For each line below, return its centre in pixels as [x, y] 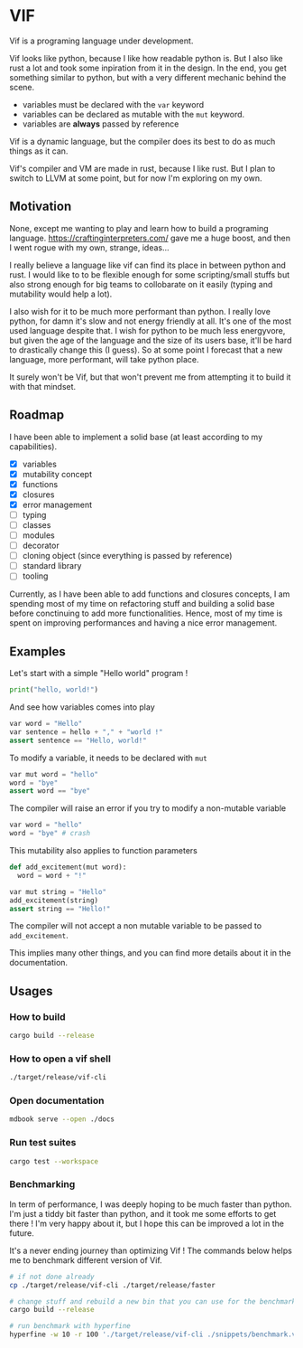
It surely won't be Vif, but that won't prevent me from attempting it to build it [150, 377]
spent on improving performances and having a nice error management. [143, 623]
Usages [31, 991]
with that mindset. [43, 386]
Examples [37, 651]
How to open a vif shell [60, 1059]
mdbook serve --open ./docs [62, 1119]
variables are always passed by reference [101, 124]
